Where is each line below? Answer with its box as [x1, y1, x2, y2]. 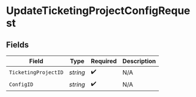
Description [122, 57, 156, 65]
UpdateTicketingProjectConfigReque [6, 4, 191, 18]
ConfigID [9, 81, 34, 88]
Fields [6, 40, 29, 50]
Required [91, 57, 117, 65]
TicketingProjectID [9, 69, 64, 75]
